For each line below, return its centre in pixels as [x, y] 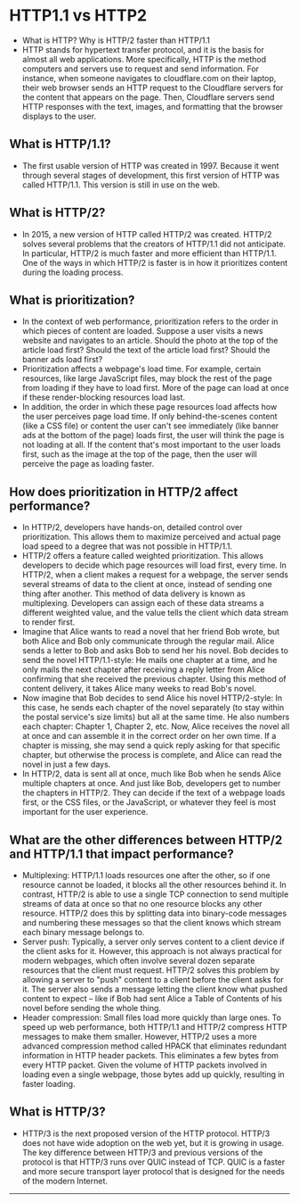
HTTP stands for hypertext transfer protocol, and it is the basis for [143, 49]
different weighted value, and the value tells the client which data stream [155, 613]
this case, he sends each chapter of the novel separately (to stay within [153, 708]
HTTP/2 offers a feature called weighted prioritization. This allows [143, 556]
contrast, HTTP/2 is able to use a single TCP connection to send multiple [155, 894]
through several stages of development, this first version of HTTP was [151, 175]
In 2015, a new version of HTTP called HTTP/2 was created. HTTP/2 [147, 234]
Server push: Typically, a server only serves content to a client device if [153, 942]
